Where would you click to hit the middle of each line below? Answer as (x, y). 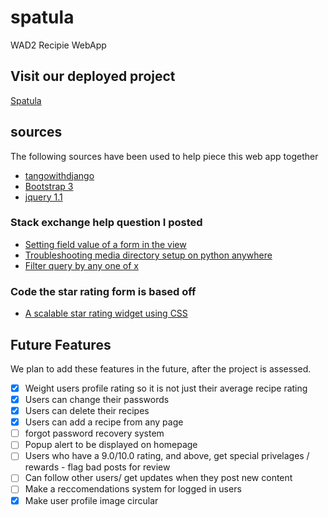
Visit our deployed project (93, 76)
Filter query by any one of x (81, 265)
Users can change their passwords (97, 400)
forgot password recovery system (94, 433)
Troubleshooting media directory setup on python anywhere (148, 255)
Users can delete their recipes (87, 411)
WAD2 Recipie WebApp (58, 45)
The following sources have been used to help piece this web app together (164, 156)
